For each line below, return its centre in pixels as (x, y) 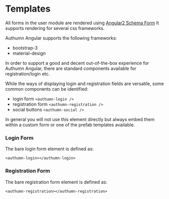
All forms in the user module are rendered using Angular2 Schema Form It (82, 23)
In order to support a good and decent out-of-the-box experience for (77, 63)
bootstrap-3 (25, 48)
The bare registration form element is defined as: (56, 182)
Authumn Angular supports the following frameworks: (61, 38)
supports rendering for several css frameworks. (55, 28)
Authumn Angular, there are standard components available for (71, 68)
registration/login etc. (28, 73)
